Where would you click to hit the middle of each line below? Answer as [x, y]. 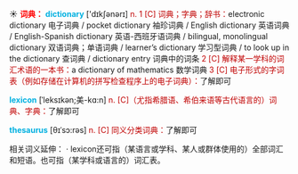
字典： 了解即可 [52, 111]
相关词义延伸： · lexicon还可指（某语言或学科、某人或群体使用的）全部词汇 [146, 149]
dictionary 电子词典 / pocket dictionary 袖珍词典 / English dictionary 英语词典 [149, 25]
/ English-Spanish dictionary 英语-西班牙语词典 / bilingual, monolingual [139, 36]
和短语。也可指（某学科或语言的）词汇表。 [87, 160]
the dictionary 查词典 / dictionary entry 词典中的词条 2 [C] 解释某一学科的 [143, 58]
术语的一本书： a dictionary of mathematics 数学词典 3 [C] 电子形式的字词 [150, 70]
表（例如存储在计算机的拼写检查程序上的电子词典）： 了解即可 [120, 81]
